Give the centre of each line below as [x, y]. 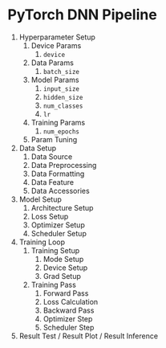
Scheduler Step [69, 327]
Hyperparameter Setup [57, 37]
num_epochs [61, 131]
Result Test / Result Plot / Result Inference [88, 336]
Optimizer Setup [58, 225]
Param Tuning [54, 139]
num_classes [63, 106]
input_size [61, 89]
